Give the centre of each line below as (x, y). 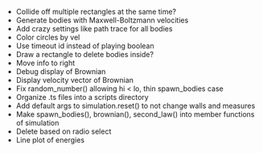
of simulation (37, 123)
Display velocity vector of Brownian (75, 80)
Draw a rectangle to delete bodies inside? (85, 54)
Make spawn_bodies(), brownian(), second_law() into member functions (135, 114)
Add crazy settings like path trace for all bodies (94, 29)
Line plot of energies (50, 140)
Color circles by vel (48, 37)
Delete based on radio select (64, 131)
